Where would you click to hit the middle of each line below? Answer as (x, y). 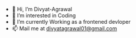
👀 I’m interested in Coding (44, 15)
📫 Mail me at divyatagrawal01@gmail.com (64, 28)
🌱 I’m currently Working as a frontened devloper (71, 22)
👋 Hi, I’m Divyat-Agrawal (42, 9)
